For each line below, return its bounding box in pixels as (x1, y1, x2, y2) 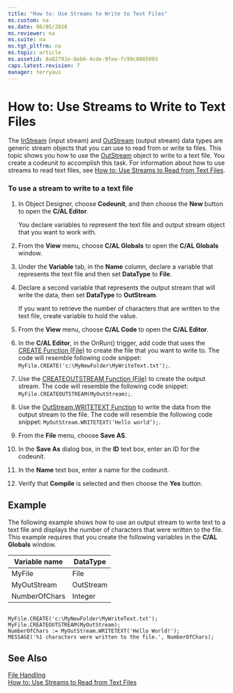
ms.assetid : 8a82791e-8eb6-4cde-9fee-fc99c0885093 (8, 56, 158, 63)
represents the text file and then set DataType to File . (17, 269, 172, 278)
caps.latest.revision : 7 (8, 62, 80, 69)
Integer (72, 591, 96, 601)
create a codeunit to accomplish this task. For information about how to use (8, 158, 225, 167)
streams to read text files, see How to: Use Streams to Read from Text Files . (8, 166, 226, 174)
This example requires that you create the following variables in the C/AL (8, 532, 218, 541)
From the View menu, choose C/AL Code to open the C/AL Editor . (17, 325, 209, 334)
